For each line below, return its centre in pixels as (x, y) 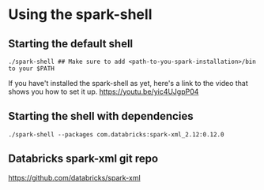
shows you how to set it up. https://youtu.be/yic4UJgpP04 (104, 91)
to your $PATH (32, 69)
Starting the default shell (71, 44)
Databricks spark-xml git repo (83, 159)
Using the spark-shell (80, 15)
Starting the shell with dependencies (101, 116)
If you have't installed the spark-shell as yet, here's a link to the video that (128, 83)
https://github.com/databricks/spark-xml (74, 177)
